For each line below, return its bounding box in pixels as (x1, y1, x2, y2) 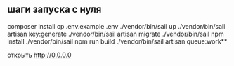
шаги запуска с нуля (7, 4, 102, 15)
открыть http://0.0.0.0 (7, 51, 72, 59)
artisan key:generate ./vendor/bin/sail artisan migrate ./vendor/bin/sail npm (7, 29, 224, 38)
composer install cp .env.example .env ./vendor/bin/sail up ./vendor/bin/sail (7, 22, 226, 30)
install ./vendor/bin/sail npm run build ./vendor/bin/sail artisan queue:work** (7, 37, 228, 46)
